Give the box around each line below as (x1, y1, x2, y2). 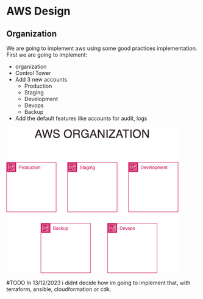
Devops (24, 102, 44, 109)
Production (24, 82, 52, 90)
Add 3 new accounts (15, 76, 68, 83)
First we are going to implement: (6, 51, 88, 58)
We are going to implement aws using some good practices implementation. (6, 44, 198, 52)
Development (24, 96, 58, 102)
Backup (24, 108, 44, 115)
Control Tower (15, 69, 51, 77)
